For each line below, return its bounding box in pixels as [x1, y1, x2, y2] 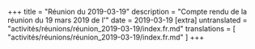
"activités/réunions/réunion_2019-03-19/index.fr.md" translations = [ [7, 24, 236, 33]
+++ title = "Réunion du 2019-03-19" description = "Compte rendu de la [7, 7, 248, 16]
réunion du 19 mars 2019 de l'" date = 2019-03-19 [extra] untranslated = [7, 15, 248, 25]
